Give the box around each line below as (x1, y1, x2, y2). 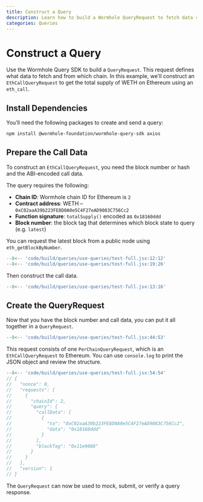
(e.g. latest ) (14, 225, 47, 233)
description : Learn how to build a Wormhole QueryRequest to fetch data (6, 15, 193, 21)
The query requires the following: (6, 181, 89, 189)
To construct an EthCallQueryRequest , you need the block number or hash (6, 163, 190, 171)
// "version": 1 (6, 466, 53, 472)
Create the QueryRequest (6, 300, 105, 310)
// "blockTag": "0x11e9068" (6, 443, 98, 449)
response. (6, 488, 31, 496)
